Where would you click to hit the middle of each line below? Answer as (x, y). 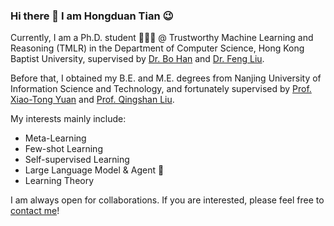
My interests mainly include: (68, 119)
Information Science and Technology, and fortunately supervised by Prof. (161, 89)
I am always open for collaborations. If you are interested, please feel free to (167, 200)
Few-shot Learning (63, 149)
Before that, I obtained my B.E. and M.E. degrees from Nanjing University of (166, 78)
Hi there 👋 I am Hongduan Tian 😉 (92, 16)
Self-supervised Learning (77, 160)
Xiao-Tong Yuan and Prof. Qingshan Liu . (92, 100)
